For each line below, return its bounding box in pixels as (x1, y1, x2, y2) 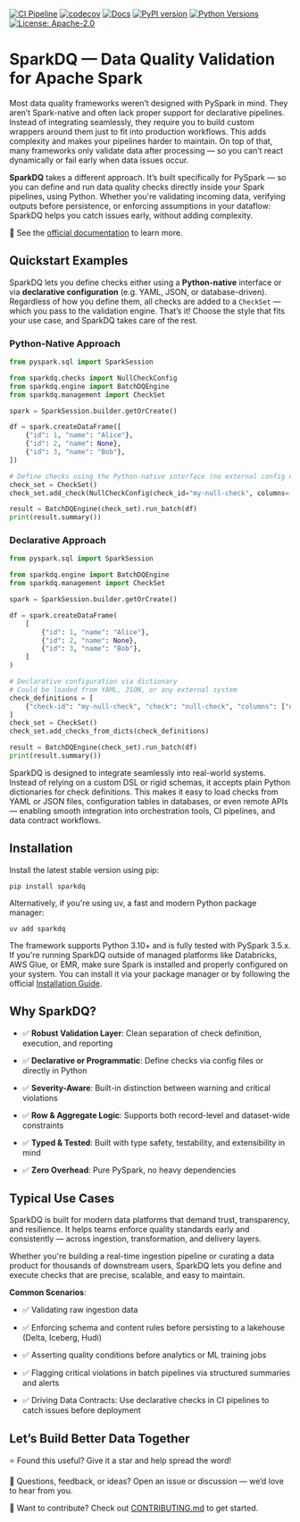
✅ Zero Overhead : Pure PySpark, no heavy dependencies (21, 1165, 237, 1175)
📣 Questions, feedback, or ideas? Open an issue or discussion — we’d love (9, 1476, 284, 1487)
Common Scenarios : (9, 1287, 87, 1298)
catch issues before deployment (21, 1405, 141, 1416)
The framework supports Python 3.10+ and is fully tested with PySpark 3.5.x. (9, 939, 291, 951)
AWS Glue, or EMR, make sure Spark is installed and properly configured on (9, 959, 288, 970)
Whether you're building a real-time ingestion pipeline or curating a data (9, 1251, 275, 1262)
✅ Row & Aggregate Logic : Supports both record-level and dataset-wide (21, 1109, 290, 1121)
